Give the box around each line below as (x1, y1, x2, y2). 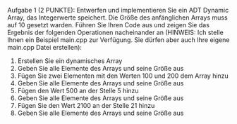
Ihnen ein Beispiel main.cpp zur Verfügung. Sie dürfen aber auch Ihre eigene (7, 36, 230, 44)
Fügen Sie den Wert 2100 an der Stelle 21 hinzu (17, 102, 155, 109)
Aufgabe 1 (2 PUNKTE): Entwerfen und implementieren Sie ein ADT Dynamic (7, 6, 229, 14)
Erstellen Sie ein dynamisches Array (17, 57, 123, 65)
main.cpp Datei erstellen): (7, 43, 83, 51)
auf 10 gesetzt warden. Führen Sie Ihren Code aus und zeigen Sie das (7, 21, 210, 29)
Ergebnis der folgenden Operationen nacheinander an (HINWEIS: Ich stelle (7, 28, 224, 36)
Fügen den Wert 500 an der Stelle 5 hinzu (17, 87, 139, 95)
